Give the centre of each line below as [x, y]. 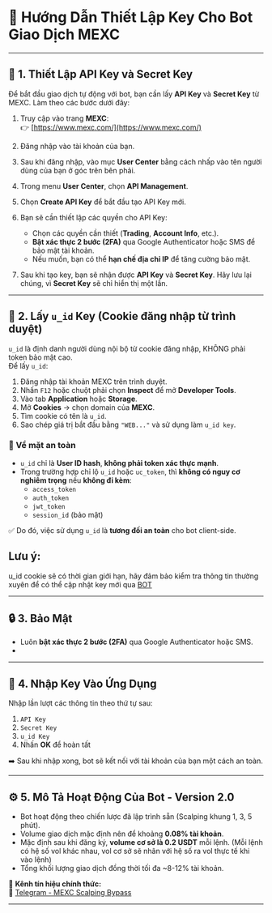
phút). [30, 826]
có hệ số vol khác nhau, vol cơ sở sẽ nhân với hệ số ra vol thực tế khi [135, 851]
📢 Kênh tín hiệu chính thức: [55, 884]
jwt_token [49, 506]
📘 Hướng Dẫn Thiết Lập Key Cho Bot [131, 17]
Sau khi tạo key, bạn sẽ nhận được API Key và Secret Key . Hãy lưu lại [136, 275]
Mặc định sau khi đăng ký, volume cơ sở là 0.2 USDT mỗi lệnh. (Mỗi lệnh [141, 843]
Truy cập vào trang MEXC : [64, 118]
